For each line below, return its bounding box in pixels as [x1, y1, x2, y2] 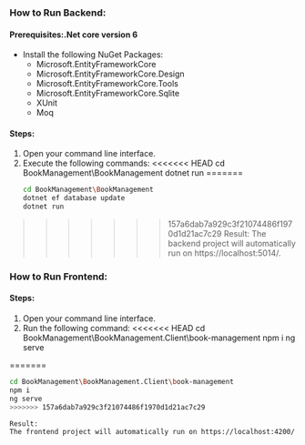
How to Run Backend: [9, 6, 107, 19]
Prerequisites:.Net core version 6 [9, 29, 138, 40]
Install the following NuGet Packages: [22, 49, 164, 60]
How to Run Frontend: [9, 270, 107, 283]
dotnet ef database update [22, 194, 126, 203]
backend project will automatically [168, 238, 296, 248]
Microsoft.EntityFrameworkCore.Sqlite [36, 88, 180, 99]
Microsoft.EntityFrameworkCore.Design [36, 68, 185, 79]
